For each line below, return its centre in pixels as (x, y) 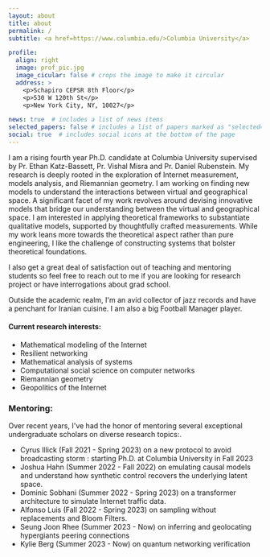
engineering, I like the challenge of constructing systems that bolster (122, 243)
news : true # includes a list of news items (86, 120)
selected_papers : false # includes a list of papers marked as (117, 127)
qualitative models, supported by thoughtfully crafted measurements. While (133, 225)
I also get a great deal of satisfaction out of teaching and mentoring (120, 267)
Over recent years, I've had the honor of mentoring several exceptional (125, 426)
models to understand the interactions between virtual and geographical (128, 192)
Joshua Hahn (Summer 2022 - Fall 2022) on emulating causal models (135, 467)
